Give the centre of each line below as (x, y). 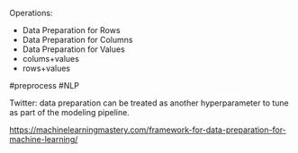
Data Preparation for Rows (71, 30)
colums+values (50, 59)
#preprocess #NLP (44, 85)
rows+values (46, 68)
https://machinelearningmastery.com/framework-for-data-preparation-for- (148, 130)
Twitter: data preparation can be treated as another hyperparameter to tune (149, 103)
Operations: (31, 13)
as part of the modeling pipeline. (70, 112)
